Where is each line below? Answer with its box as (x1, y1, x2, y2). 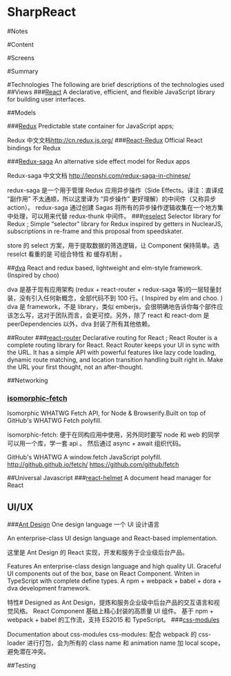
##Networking (7, 376, 48, 384)
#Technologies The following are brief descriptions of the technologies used (7, 80, 225, 88)
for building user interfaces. (7, 95, 86, 103)
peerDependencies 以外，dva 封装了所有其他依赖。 (7, 319, 154, 328)
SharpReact (7, 4, 77, 20)
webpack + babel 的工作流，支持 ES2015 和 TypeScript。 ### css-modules (7, 615, 220, 624)
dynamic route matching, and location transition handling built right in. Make (7, 355, 223, 364)
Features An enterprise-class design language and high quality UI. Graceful (7, 562, 222, 570)
